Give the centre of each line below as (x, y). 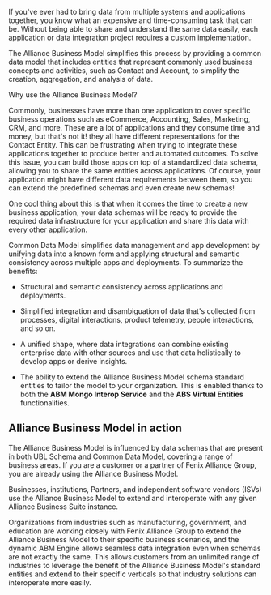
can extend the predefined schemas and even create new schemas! (121, 188)
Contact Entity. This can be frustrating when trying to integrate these (123, 145)
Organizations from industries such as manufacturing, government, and (127, 522)
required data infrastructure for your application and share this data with (129, 221)
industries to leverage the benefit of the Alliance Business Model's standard (135, 565)
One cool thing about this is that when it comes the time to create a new (128, 203)
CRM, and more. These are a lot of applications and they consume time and (134, 128)
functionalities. (45, 403)
